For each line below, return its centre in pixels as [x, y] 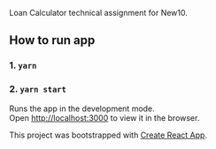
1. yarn [23, 65]
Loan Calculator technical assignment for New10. [99, 13]
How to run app [52, 40]
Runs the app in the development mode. [82, 108]
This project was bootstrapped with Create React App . [108, 135]
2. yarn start [38, 89]
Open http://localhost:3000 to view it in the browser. [104, 117]
